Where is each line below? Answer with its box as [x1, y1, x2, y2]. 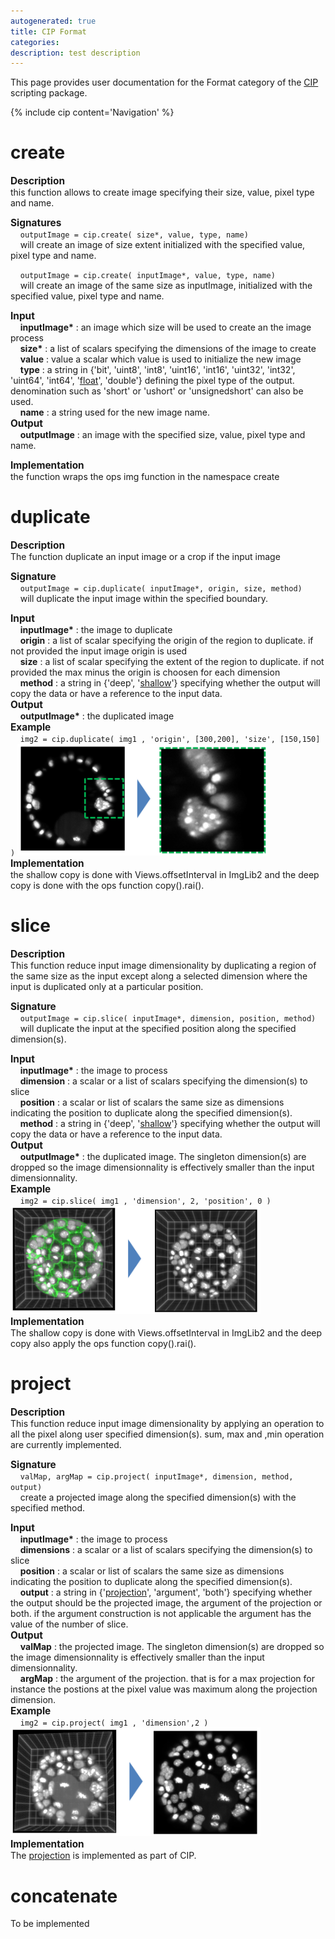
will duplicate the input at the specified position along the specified [19, 1023, 297, 1035]
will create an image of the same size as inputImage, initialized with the [19, 280, 313, 292]
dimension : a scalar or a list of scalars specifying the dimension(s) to [19, 1075, 308, 1087]
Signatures [10, 216, 62, 230]
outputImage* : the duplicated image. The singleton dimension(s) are [19, 1151, 307, 1163]
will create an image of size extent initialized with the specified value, [19, 239, 306, 251]
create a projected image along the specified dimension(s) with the [19, 1491, 297, 1503]
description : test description [10, 48, 141, 58]
